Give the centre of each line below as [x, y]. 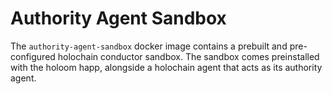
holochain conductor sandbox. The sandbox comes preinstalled [188, 56]
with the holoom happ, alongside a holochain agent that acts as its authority [166, 67]
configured [33, 56]
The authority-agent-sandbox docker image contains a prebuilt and [149, 46]
